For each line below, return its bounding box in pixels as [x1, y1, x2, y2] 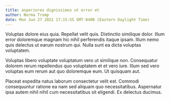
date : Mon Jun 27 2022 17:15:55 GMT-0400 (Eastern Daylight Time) [5, 17, 150, 22]
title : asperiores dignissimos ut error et [5, 7, 100, 13]
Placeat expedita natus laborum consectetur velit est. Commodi [5, 78, 139, 85]
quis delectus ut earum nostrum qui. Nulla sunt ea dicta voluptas [5, 42, 141, 48]
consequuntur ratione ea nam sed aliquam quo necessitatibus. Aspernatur [5, 84, 162, 90]
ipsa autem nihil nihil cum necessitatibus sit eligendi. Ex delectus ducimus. [5, 89, 162, 95]
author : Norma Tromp [5, 12, 50, 17]
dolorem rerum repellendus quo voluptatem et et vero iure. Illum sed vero [5, 63, 160, 69]
